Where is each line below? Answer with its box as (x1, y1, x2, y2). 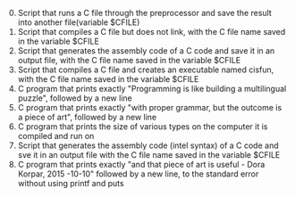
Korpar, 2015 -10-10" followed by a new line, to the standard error (17, 168, 259, 179)
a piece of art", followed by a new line (17, 111, 157, 122)
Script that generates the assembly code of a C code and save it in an (17, 45, 275, 56)
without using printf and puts (17, 178, 124, 188)
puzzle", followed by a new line (17, 93, 132, 103)
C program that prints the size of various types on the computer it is (17, 121, 268, 132)
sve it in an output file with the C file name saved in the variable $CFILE (17, 150, 281, 160)
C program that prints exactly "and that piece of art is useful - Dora (17, 160, 265, 169)
